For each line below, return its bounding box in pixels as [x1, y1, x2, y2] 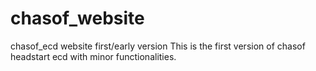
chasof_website [10, 7, 145, 30]
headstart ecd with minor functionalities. [10, 50, 177, 62]
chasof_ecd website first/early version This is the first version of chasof [10, 40, 306, 52]
